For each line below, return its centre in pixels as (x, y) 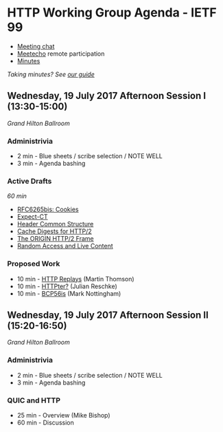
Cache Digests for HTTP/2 (55, 231)
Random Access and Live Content (65, 246)
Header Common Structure (55, 224)
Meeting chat (36, 46)
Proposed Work (34, 264)
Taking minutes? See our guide (51, 74)
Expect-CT (32, 217)
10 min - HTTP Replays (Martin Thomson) (76, 279)
